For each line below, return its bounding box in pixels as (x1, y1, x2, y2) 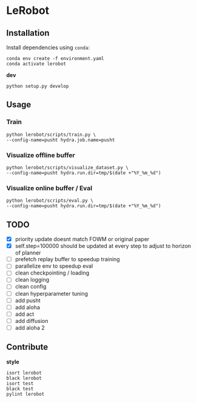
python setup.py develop (6, 83, 69, 89)
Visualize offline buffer (6, 151, 75, 159)
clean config (15, 283, 47, 290)
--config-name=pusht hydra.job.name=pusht (6, 137, 115, 143)
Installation (6, 28, 50, 38)
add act (15, 310, 35, 318)
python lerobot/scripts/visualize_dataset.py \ (6, 164, 129, 170)
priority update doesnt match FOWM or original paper (15, 236, 150, 243)
